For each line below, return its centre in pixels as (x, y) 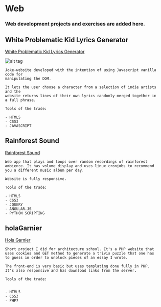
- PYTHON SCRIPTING (25, 213)
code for (14, 74)
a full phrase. (21, 100)
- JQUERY (14, 205)
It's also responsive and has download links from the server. (71, 270)
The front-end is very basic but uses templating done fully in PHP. (78, 266)
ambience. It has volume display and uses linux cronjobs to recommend (80, 166)
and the (13, 91)
